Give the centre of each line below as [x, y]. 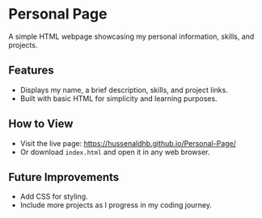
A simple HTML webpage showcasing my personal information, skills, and [131, 36]
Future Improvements [64, 177]
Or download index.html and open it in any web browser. [115, 152]
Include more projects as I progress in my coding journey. [116, 205]
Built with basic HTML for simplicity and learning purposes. [118, 99]
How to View [41, 124]
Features [31, 71]
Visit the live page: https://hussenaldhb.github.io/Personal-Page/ [128, 143]
